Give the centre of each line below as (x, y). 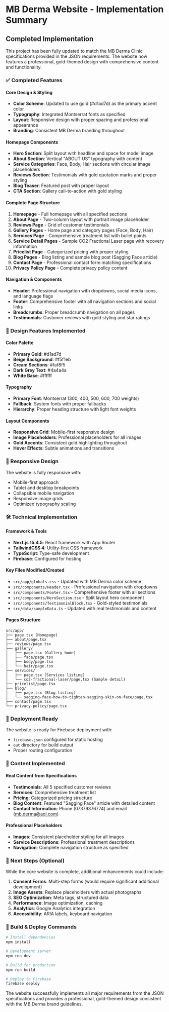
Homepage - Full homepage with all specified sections (70, 214)
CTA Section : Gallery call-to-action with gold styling (67, 191)
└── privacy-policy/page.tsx (36, 706)
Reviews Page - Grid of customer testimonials (61, 224)
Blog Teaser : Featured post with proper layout (61, 185)
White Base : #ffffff (33, 376)
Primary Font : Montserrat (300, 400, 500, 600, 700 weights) (76, 398)
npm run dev (18, 956)
